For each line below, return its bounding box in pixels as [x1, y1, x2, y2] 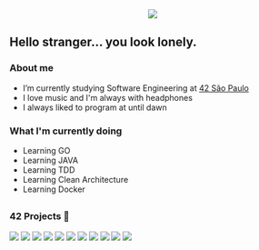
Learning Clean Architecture [22, 174, 129, 185]
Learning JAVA [22, 155, 79, 165]
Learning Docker [22, 184, 86, 195]
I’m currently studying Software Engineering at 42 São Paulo [22, 82, 250, 94]
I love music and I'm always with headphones [22, 92, 194, 103]
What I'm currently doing [9, 125, 123, 137]
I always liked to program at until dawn [22, 102, 167, 113]
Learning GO [22, 145, 71, 155]
